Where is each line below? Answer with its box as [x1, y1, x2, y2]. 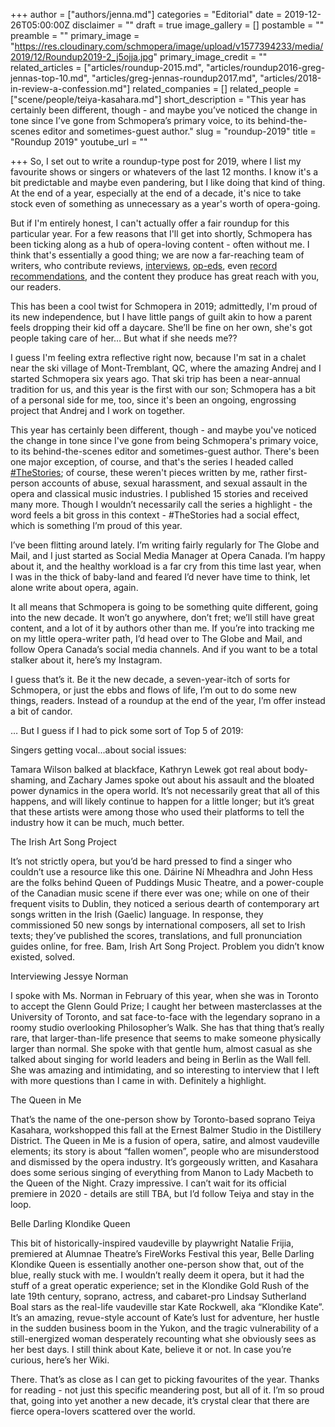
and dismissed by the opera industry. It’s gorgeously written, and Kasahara [10, 1156, 319, 1168]
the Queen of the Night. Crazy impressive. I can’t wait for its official [10, 1177, 287, 1189]
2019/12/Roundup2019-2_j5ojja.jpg [10, 51, 154, 63]
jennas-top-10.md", [10, 72, 90, 84]
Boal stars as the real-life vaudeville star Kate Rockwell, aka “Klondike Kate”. [10, 1301, 325, 1313]
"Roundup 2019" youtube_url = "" [10, 136, 148, 148]
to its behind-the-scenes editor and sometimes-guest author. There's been [10, 445, 320, 457]
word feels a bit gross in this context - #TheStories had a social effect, [10, 509, 300, 521]
